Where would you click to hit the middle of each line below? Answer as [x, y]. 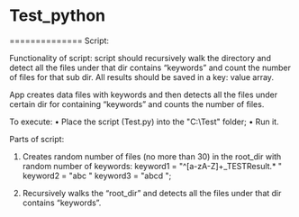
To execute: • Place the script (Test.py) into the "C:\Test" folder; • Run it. [144, 122]
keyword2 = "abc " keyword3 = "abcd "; [97, 176]
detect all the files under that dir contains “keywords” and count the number [150, 68]
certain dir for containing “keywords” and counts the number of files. [137, 104]
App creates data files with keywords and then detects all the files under [144, 95]
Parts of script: [37, 139]
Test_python [58, 16]
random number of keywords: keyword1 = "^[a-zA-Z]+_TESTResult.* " [152, 166]
